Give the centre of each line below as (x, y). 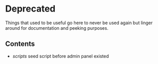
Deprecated (30, 9)
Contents (20, 44)
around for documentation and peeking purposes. (57, 28)
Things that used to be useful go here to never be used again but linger (79, 23)
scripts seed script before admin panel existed (61, 56)
